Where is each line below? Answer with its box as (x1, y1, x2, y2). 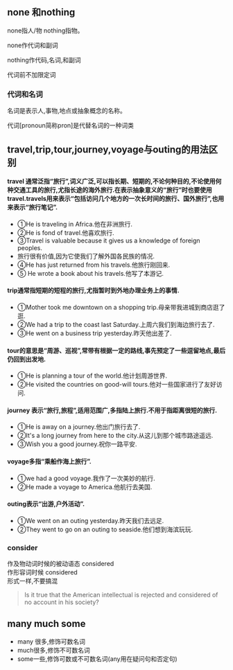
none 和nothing (7, 6, 76, 19)
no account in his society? (24, 598, 99, 606)
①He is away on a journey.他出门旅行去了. (17, 423, 141, 431)
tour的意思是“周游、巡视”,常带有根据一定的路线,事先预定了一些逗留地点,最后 (7, 346, 226, 355)
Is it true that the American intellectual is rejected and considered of (24, 591, 218, 599)
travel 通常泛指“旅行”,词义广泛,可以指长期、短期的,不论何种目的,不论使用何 (7, 177, 222, 186)
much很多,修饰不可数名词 (17, 646, 90, 654)
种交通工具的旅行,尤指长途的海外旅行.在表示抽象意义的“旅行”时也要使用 (7, 186, 213, 194)
